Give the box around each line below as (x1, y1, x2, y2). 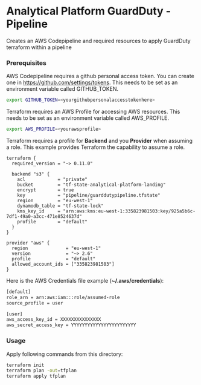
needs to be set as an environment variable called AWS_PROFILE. (6, 114, 170, 122)
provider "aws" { (6, 240, 50, 246)
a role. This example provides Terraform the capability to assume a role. (6, 143, 185, 151)
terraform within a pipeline (6, 44, 72, 51)
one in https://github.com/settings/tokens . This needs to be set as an (6, 79, 178, 86)
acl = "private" (17, 176, 88, 182)
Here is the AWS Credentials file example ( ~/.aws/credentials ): (6, 277, 164, 284)
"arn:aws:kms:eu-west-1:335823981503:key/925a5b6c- (63, 208, 196, 214)
